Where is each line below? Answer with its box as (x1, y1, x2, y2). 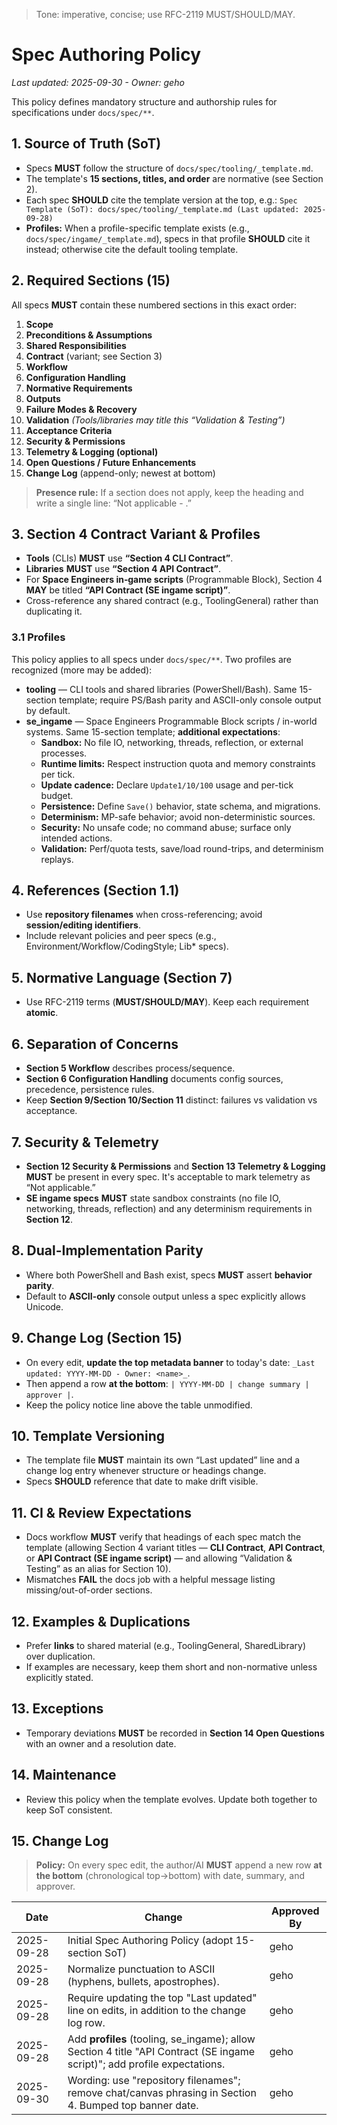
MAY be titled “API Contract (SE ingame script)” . (25, 584, 231, 596)
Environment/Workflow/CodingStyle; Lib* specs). (25, 940, 229, 953)
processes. (40, 747, 88, 759)
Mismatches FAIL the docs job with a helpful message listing (25, 1574, 276, 1586)
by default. (25, 704, 71, 716)
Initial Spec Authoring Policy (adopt (67, 1934, 234, 1948)
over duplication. (25, 1650, 96, 1662)
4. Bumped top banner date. (67, 2099, 199, 2113)
